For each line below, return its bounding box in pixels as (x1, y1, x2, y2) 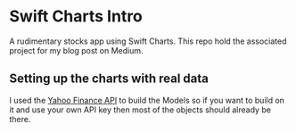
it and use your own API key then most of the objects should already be (9, 104, 272, 115)
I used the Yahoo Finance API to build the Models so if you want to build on (9, 95, 285, 105)
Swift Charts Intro (9, 6, 143, 27)
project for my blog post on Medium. (9, 45, 144, 55)
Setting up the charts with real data (9, 71, 210, 87)
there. (9, 113, 31, 124)
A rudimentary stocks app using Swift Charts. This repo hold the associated (9, 36, 287, 46)
